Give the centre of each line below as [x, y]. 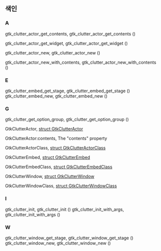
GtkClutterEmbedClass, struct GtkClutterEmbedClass [59, 167]
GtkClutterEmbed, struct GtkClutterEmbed [48, 157]
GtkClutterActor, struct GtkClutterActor [44, 129]
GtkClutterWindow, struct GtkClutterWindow [50, 176]
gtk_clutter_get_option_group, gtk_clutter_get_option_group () [67, 120]
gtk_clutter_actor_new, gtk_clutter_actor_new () [53, 52]
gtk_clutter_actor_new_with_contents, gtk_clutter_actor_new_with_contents [81, 62]
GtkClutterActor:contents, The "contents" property [56, 138]
